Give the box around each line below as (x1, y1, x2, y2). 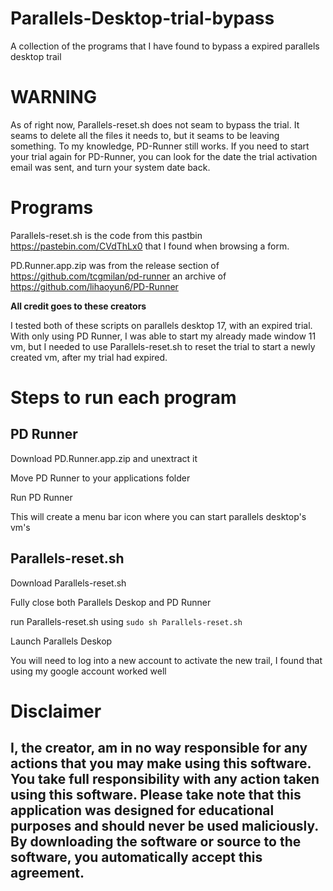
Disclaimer (10, 700, 102, 722)
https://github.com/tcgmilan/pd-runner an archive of (10, 270, 227, 282)
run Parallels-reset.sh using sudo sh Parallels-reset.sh (10, 615, 243, 627)
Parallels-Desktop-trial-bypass (10, 7, 275, 30)
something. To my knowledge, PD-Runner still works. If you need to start (10, 140, 310, 152)
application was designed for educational (10, 802, 275, 819)
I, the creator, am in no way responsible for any (10, 740, 308, 757)
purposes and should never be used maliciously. (10, 818, 319, 835)
